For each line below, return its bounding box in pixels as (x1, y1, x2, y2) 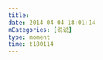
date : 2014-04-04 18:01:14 (8, 19, 96, 26)
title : (8, 11, 30, 19)
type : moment (8, 33, 51, 41)
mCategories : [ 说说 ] (8, 26, 73, 34)
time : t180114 (8, 41, 55, 48)
